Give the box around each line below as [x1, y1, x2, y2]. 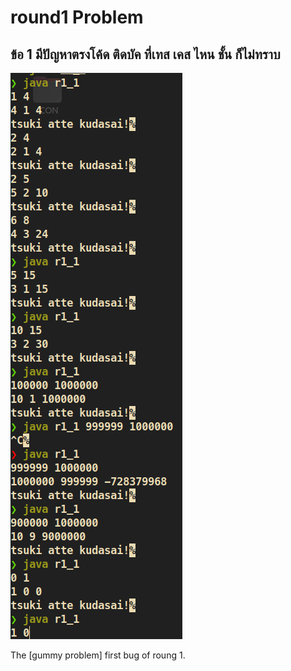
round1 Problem [10, 6, 144, 29]
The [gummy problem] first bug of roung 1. [10, 649, 186, 661]
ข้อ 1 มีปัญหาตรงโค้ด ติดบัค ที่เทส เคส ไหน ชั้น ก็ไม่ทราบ [10, 46, 281, 63]
